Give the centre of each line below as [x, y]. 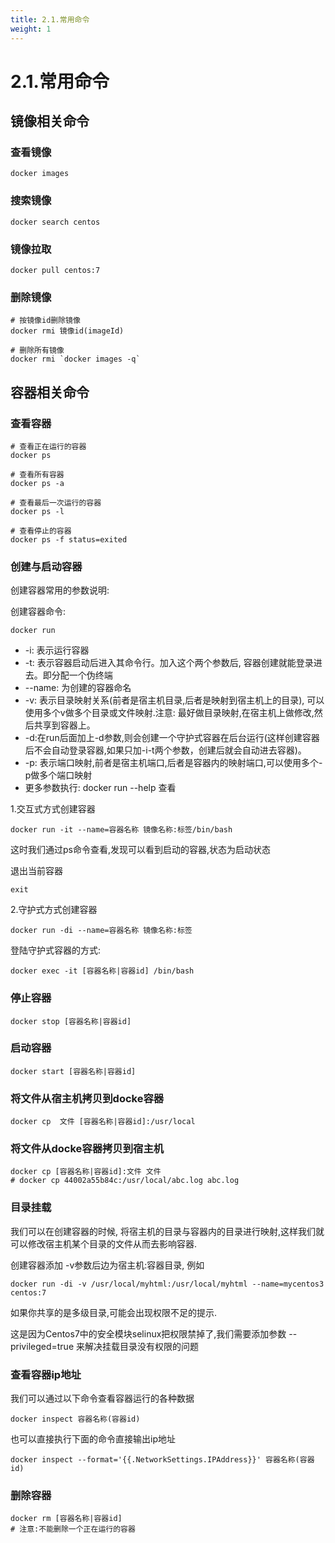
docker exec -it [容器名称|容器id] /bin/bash [102, 971]
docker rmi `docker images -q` [75, 359]
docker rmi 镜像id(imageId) [67, 331]
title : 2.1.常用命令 [50, 19]
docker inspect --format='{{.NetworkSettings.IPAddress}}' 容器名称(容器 [162, 1460]
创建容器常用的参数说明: [60, 590]
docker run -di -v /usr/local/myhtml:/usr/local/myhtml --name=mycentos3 [167, 1284]
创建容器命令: [38, 612]
